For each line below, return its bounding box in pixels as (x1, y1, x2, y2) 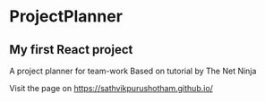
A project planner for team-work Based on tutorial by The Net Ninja (9, 65, 257, 76)
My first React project (9, 42, 133, 57)
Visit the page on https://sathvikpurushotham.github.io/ (9, 83, 213, 93)
